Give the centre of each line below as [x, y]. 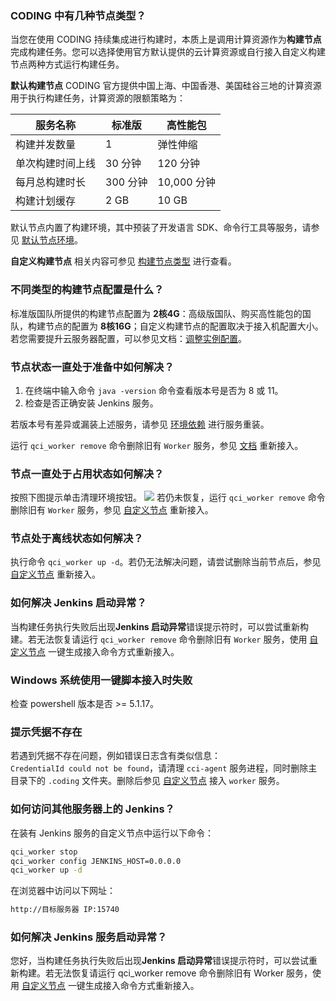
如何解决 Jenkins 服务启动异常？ [89, 937]
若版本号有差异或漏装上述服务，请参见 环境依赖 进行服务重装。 [140, 424]
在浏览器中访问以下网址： [63, 891]
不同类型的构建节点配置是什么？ [87, 290]
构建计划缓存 [46, 201]
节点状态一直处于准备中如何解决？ [92, 367]
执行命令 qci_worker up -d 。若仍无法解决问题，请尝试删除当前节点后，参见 [166, 562]
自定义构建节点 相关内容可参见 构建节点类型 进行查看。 [123, 261]
